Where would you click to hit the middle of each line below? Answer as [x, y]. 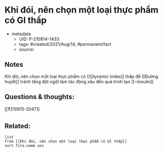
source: [27, 49]
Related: [18, 126]
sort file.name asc [24, 146]
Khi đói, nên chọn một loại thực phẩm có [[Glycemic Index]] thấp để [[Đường [81, 76]
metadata [21, 34]
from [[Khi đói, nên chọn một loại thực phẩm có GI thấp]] [66, 142]
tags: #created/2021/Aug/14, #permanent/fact [65, 44]
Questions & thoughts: [40, 97]
